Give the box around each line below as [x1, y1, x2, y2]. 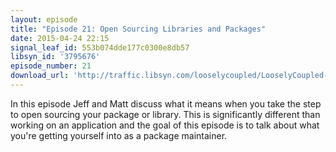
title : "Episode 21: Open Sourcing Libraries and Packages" [10, 24, 267, 34]
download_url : [10, 71, 70, 81]
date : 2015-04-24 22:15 [10, 33, 110, 43]
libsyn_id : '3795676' [10, 52, 101, 62]
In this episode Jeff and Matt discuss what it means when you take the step [10, 97, 322, 110]
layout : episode [10, 14, 78, 25]
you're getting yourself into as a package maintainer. [10, 129, 228, 141]
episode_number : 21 [10, 61, 92, 71]
